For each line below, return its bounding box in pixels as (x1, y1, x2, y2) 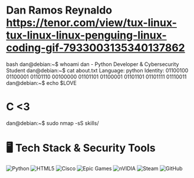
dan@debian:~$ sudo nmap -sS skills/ (6, 119, 99, 127)
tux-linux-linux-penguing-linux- (6, 29, 167, 42)
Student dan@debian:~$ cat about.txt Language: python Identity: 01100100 (6, 67, 189, 74)
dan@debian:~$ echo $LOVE (6, 79, 77, 86)
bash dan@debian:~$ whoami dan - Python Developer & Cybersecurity (6, 60, 179, 68)
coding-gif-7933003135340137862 (6, 41, 185, 55)
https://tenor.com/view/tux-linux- (6, 16, 177, 29)
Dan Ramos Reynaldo (6, 4, 113, 17)
